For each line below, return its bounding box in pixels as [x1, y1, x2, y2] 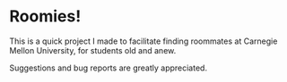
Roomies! [9, 6, 82, 27]
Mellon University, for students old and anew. [9, 45, 177, 55]
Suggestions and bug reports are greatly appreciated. [9, 62, 208, 73]
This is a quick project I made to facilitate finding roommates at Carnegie [9, 36, 278, 46]
